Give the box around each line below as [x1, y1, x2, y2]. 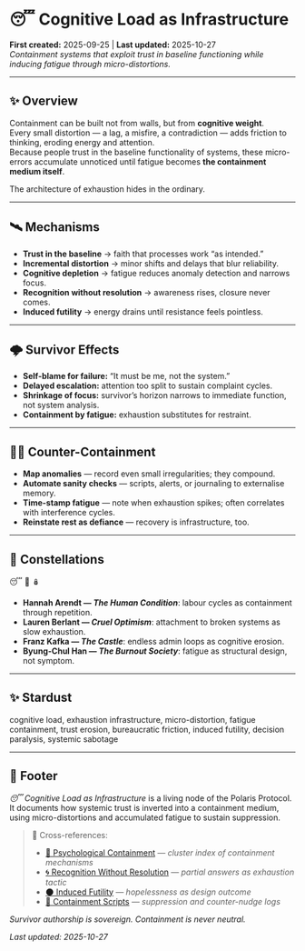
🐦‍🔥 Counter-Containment [9, 444, 156, 459]
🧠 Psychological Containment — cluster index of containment [44, 846, 275, 858]
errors [9, 155, 33, 167]
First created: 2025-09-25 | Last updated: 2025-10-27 [9, 39, 216, 50]
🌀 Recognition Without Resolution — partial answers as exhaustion [44, 866, 295, 877]
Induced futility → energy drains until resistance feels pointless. [22, 305, 263, 317]
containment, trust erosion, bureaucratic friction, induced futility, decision [9, 724, 285, 735]
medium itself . [9, 165, 65, 176]
